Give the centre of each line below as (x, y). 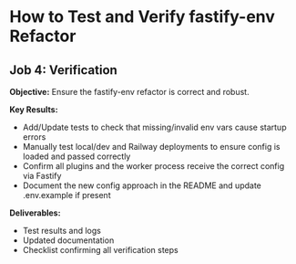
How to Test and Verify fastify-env (143, 17)
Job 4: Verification (64, 70)
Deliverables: (35, 213)
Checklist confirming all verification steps (101, 250)
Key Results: (34, 110)
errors (34, 137)
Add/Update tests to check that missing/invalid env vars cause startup (154, 127)
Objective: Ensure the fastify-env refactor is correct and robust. (129, 92)
